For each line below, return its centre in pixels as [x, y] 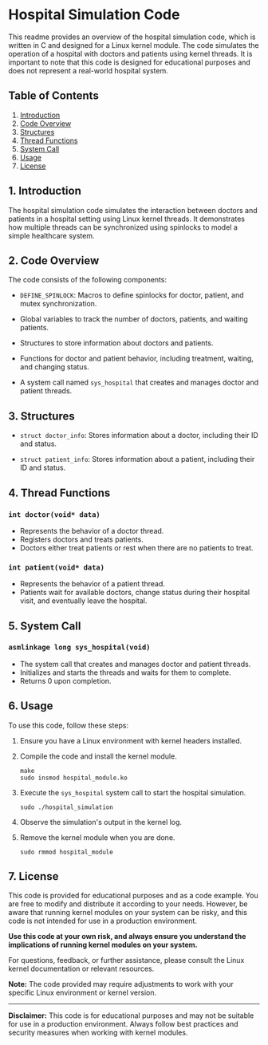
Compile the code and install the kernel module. [98, 756]
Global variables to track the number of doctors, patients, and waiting [134, 319]
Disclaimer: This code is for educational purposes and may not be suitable [131, 1015]
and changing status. [54, 367]
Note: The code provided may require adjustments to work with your [121, 984]
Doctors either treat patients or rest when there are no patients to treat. [136, 547]
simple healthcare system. [51, 235]
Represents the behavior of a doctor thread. [92, 530]
